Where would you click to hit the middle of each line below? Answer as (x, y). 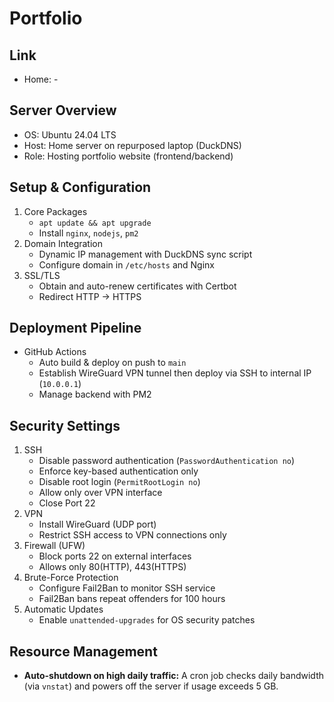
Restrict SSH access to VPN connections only (132, 535)
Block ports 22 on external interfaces (115, 556)
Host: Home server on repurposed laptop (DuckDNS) (132, 145)
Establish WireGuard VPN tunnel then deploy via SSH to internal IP (175, 373)
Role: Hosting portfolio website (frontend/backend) (128, 156)
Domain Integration (63, 243)
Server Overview (63, 110)
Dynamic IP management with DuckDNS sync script (145, 254)
